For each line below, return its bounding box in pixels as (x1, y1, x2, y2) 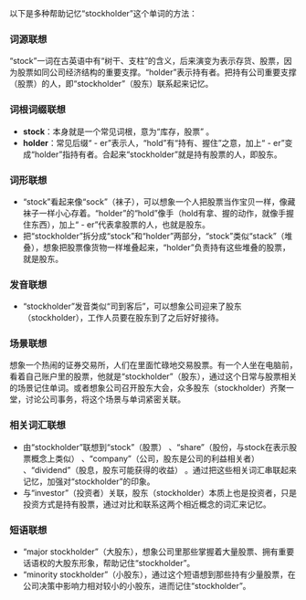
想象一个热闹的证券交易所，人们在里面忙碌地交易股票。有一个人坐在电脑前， (9, 360, 298, 371)
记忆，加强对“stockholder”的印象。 (22, 476, 155, 487)
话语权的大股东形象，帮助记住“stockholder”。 (22, 558, 195, 569)
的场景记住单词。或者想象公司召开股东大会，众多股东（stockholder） (9, 383, 270, 394)
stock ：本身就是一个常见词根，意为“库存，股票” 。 (22, 126, 215, 137)
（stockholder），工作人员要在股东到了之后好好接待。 (22, 312, 224, 323)
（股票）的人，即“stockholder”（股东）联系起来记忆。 (9, 79, 214, 89)
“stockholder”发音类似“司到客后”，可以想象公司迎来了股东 (22, 300, 242, 312)
